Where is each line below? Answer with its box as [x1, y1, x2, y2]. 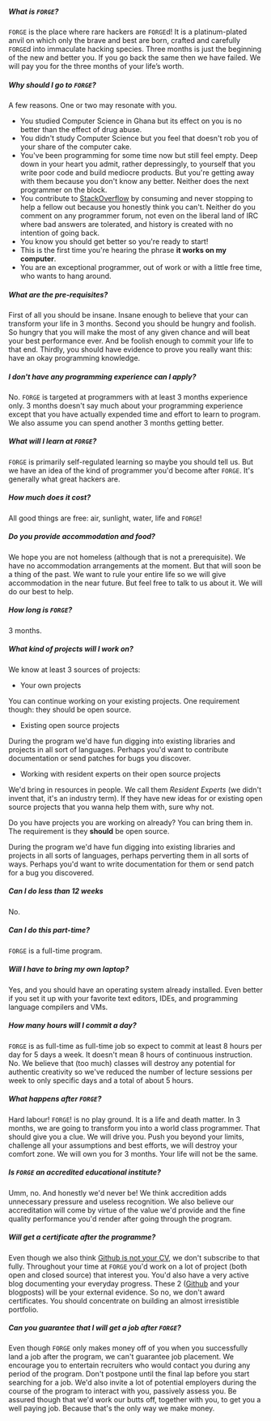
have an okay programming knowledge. [8, 353, 141, 362]
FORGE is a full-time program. [8, 945, 103, 956]
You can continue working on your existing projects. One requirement [8, 696, 240, 705]
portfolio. [8, 1304, 39, 1314]
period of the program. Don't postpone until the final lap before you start [8, 1369, 250, 1379]
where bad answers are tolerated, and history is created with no [19, 219, 234, 229]
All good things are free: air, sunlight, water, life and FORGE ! [8, 513, 202, 523]
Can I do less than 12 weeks [8, 886, 104, 896]
